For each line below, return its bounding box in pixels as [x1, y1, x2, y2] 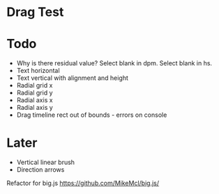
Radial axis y [16, 104, 53, 112]
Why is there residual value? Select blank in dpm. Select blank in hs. [16, 59, 213, 67]
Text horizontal [16, 67, 60, 75]
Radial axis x [16, 96, 53, 104]
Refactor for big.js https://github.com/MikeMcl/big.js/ [6, 179, 160, 188]
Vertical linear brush [16, 158, 75, 167]
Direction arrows [16, 165, 65, 174]
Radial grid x [16, 81, 53, 90]
